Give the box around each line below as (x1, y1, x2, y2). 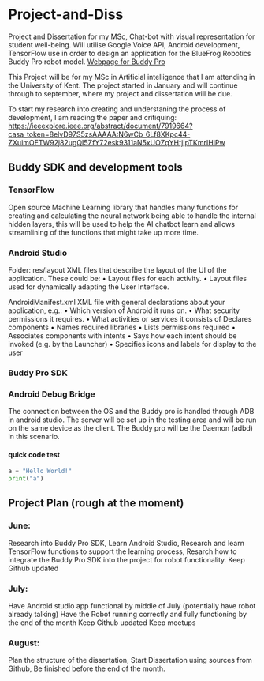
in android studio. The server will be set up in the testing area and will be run (8, 415, 257, 424)
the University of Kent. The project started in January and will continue (8, 81, 238, 90)
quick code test (8, 450, 61, 459)
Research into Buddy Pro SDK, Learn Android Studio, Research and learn (8, 538, 244, 547)
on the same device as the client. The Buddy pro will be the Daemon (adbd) (8, 423, 254, 433)
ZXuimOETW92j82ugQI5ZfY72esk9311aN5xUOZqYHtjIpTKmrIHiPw (8, 137, 226, 147)
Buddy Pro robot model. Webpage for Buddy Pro (8, 57, 165, 66)
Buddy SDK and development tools (8, 160, 183, 175)
